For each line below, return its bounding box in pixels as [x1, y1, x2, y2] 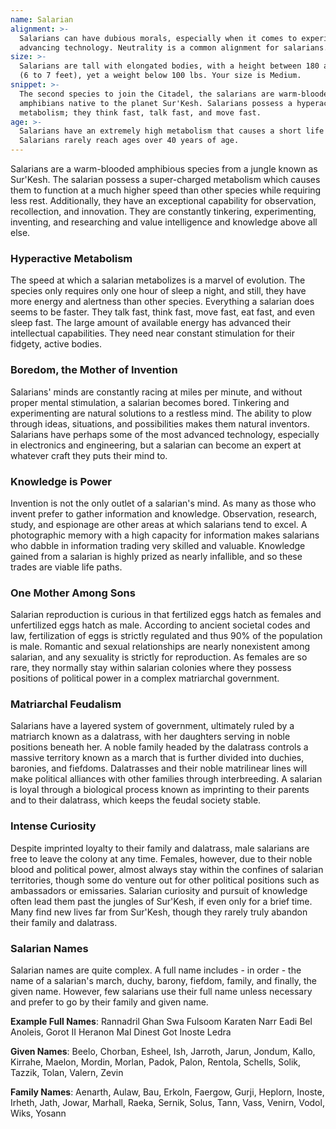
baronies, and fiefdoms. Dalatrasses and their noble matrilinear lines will [10, 762, 308, 775]
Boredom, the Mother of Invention [10, 363, 178, 377]
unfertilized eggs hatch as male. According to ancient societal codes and [10, 619, 311, 631]
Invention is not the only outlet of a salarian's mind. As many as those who [10, 497, 317, 509]
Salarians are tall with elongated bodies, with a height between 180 [19, 61, 320, 71]
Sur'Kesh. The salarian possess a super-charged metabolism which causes [10, 174, 321, 185]
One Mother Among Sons [10, 586, 136, 600]
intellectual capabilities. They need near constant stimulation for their [10, 327, 295, 340]
